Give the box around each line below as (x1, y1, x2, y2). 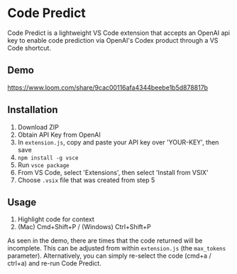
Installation (7, 104, 58, 116)
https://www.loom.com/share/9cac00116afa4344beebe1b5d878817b (7, 83, 208, 92)
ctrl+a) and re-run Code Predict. (7, 259, 101, 268)
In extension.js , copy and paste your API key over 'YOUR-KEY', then (17, 137, 219, 147)
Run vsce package (17, 160, 70, 169)
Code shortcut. (7, 43, 52, 52)
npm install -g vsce (17, 154, 79, 162)
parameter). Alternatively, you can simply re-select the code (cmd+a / (7, 251, 211, 260)
